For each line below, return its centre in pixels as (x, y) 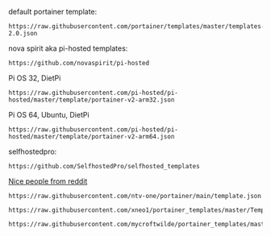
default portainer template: (53, 12)
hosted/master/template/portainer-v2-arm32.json (92, 100)
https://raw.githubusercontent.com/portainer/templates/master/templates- (137, 27)
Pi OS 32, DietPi (35, 78)
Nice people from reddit (48, 181)
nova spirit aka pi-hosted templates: (68, 48)
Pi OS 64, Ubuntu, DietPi (49, 115)
